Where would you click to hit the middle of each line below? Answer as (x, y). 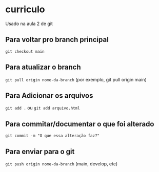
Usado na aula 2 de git (29, 24)
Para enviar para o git (40, 151)
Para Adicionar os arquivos (49, 95)
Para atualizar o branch (43, 67)
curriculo (25, 9)
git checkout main (25, 51)
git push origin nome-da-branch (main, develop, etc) (62, 164)
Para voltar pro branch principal (57, 40)
